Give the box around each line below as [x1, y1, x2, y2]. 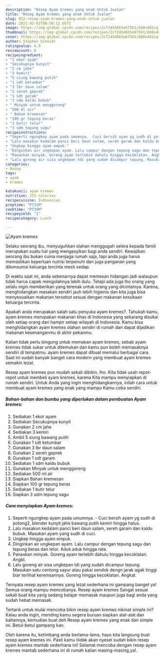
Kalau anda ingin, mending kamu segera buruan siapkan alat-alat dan [5, 612, 145, 617]
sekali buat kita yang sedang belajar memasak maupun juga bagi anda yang [5, 592, 158, 598]
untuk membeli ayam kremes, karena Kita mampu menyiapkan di [17, 374, 147, 380]
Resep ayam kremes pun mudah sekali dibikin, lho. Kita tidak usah [5, 370, 138, 375]
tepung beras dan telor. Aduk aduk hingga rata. [12, 546, 108, 552]
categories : [5, 162, 30, 167]
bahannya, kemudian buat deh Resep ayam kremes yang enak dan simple [5, 617, 153, 623]
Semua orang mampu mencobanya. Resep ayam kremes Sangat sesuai [5, 587, 148, 592]
